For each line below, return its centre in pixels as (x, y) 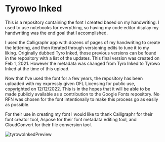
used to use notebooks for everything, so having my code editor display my (82, 27)
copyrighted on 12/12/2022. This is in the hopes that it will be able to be (78, 89)
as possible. (17, 104)
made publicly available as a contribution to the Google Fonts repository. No (82, 94)
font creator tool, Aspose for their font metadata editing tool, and (71, 119)
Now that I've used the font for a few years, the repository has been (74, 78)
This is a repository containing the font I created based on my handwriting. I (82, 22)
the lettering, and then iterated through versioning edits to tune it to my (77, 47)
